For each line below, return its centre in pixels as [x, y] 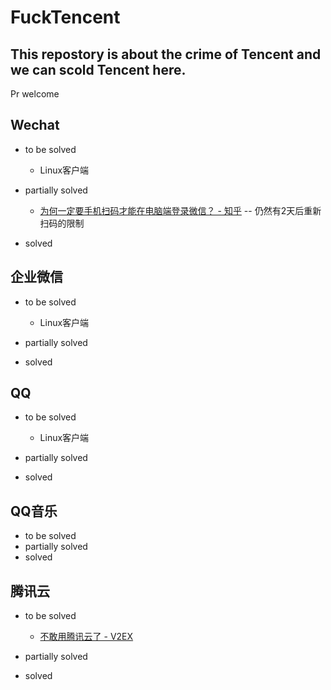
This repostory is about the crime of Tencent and [166, 54]
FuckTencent [65, 17]
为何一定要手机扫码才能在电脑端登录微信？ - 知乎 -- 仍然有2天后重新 [180, 210]
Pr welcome [35, 94]
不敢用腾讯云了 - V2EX [86, 637]
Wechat [35, 125]
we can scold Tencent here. [98, 69]
